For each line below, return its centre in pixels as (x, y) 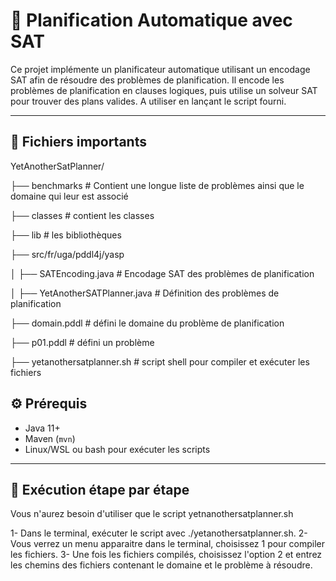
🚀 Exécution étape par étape (100, 489)
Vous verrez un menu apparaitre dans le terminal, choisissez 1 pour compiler (168, 544)
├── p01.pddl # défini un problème (82, 342)
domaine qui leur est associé (69, 196)
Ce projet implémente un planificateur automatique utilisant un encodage (160, 69)
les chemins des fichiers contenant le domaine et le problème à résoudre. (161, 565)
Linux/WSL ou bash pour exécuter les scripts (117, 449)
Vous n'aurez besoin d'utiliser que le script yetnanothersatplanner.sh (152, 514)
